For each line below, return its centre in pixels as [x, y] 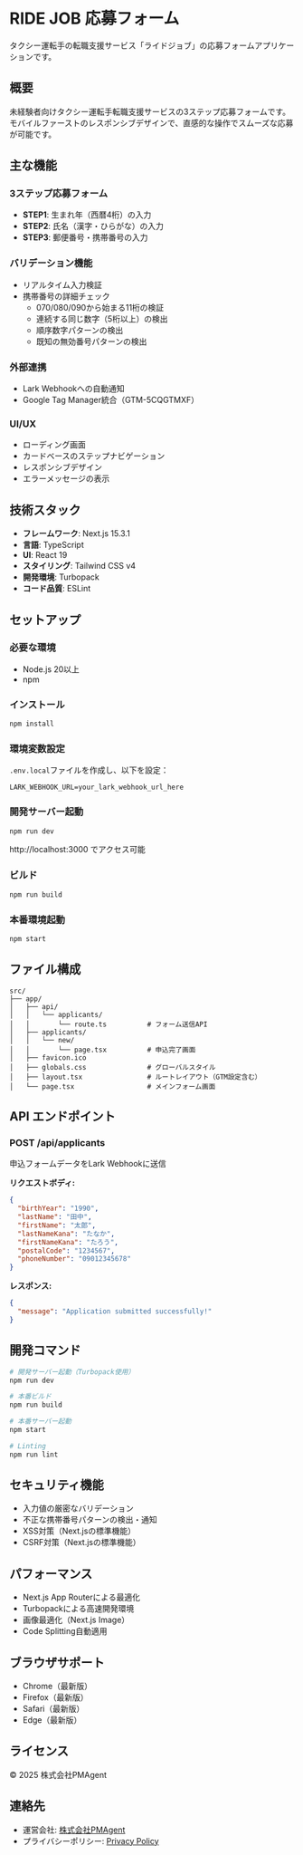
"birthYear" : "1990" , [58, 1209]
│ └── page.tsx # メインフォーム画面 [113, 1086]
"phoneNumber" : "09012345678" [74, 1259]
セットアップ [45, 620]
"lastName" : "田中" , [55, 1217]
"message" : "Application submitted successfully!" [115, 1312]
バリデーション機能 [51, 264]
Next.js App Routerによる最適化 [81, 1597]
